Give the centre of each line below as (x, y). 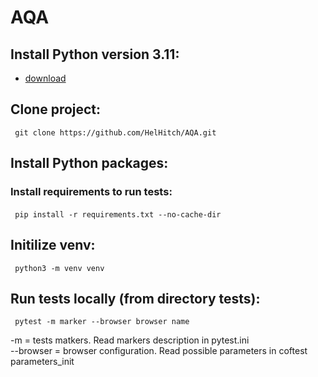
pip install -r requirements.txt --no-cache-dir (118, 214)
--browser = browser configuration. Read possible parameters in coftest (159, 351)
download (45, 78)
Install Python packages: (89, 163)
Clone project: (56, 109)
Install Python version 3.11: (95, 54)
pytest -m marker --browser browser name (102, 322)
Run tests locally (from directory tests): (135, 298)
